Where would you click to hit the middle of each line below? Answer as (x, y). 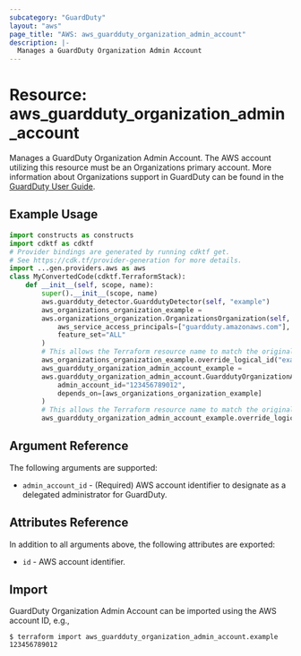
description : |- (39, 43)
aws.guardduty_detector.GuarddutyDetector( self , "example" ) (156, 302)
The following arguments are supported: (84, 467)
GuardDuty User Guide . (52, 187)
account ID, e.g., (39, 621)
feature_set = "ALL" (91, 335)
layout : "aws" (36, 26)
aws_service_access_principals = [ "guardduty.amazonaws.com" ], (174, 327)
